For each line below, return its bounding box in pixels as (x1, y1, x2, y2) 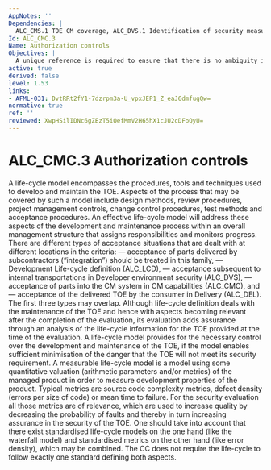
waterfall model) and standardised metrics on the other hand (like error (8, 435, 244, 444)
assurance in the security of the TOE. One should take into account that (8, 418, 246, 427)
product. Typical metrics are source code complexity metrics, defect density (8, 384, 263, 393)
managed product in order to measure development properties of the (8, 375, 238, 385)
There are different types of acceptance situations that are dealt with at (8, 238, 246, 247)
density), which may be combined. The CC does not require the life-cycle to (8, 443, 261, 453)
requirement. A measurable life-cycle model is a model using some (8, 358, 231, 368)
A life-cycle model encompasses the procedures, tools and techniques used (8, 178, 262, 188)
